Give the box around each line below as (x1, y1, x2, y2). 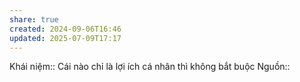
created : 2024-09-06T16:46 (9, 24, 122, 34)
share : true (9, 14, 59, 25)
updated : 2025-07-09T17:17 (9, 33, 122, 43)
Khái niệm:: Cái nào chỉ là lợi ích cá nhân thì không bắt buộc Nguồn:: (9, 61, 291, 73)
